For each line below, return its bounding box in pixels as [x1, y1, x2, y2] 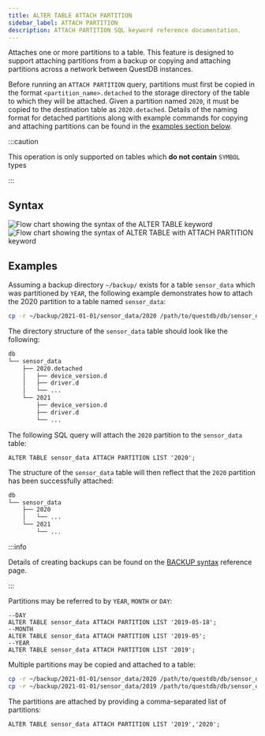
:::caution [8, 137, 39, 147]
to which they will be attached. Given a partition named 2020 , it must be [8, 96, 239, 106]
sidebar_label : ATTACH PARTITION [8, 19, 118, 27]
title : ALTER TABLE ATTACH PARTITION [8, 11, 132, 20]
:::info [8, 541, 27, 552]
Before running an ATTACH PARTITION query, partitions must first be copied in [8, 80, 255, 89]
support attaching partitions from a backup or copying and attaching [8, 56, 231, 65]
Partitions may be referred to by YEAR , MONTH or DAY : [8, 596, 173, 605]
